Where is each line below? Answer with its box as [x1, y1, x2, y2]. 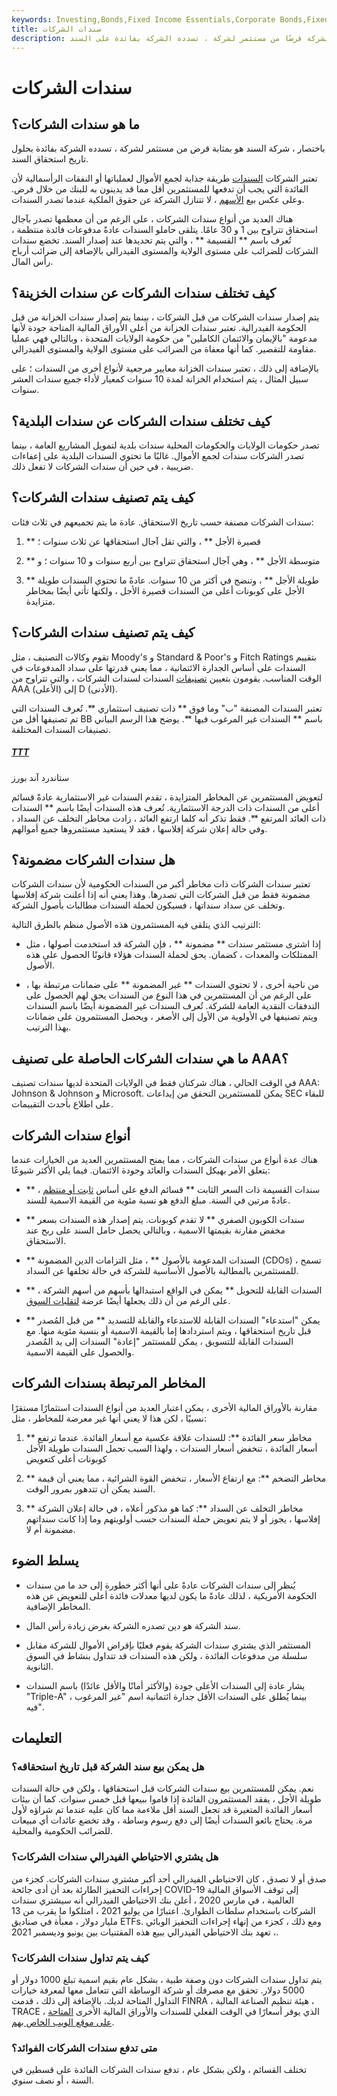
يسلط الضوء [11, 1552, 79, 1570]
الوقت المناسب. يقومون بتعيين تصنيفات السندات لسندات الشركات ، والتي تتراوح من [11, 672, 322, 684]
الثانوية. [25, 1660, 54, 1672]
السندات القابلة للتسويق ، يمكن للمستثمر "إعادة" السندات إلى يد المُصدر [25, 1336, 294, 1348]
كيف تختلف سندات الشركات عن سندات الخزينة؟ [11, 284, 276, 301]
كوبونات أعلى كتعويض [25, 1452, 108, 1465]
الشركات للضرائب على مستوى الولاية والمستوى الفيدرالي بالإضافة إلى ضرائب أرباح [11, 245, 319, 257]
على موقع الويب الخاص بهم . [11, 2016, 115, 2028]
